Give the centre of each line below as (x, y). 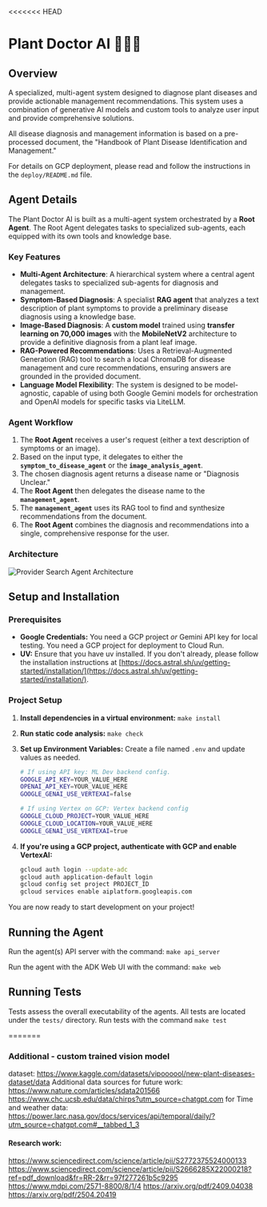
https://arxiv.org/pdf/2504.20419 (63, 1195)
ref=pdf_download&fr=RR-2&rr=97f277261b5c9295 (93, 1178)
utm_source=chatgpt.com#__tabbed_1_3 (74, 1125)
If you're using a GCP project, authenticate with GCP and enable (128, 846)
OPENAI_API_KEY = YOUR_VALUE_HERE (74, 787)
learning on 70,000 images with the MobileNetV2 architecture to (128, 334)
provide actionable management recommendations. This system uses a (126, 101)
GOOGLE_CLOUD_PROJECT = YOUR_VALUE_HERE (84, 816)
